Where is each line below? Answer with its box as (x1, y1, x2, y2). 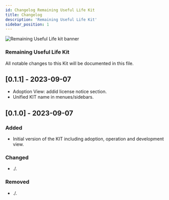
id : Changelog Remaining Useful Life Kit (5, 7, 95, 13)
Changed (5, 154, 29, 161)
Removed (5, 179, 30, 186)
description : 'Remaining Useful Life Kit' (5, 17, 97, 22)
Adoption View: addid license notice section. (12, 88, 107, 95)
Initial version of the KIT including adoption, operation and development (12, 136, 164, 142)
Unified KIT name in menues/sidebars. (12, 94, 94, 100)
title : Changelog (5, 12, 43, 17)
